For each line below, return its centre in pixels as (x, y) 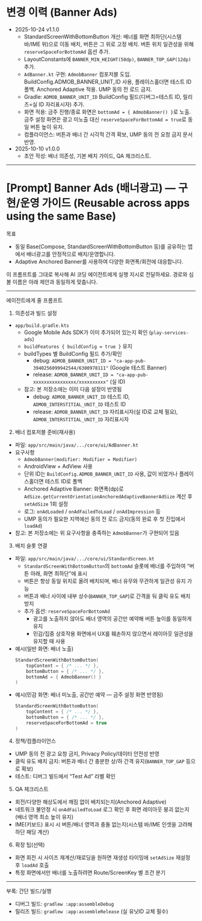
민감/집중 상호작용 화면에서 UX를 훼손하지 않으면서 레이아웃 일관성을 (113, 633)
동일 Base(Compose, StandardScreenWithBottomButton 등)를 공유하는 (100, 246)
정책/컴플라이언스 (35, 740)
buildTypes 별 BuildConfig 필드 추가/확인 (73, 353)
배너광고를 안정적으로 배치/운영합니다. (71, 254)
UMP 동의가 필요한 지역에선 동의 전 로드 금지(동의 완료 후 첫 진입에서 (104, 519)
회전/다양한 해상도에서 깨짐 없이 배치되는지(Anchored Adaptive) (91, 802)
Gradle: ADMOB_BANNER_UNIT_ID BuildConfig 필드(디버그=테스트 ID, (103, 96)
